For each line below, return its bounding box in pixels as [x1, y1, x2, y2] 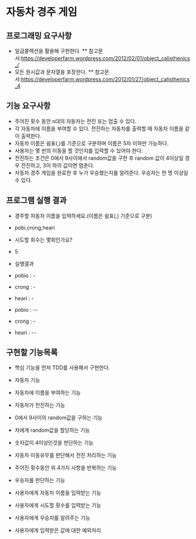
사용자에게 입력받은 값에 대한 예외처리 [14, 527, 102, 534]
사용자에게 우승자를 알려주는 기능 [14, 514, 90, 521]
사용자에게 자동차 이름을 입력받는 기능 [14, 490, 102, 497]
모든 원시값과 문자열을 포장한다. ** [14, 68, 94, 75]
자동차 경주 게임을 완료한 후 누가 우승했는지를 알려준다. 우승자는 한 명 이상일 [14, 169, 189, 176]
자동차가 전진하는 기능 [14, 402, 66, 409]
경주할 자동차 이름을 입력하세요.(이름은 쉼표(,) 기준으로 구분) [14, 212, 153, 219]
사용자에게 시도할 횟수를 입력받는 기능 [14, 502, 102, 509]
